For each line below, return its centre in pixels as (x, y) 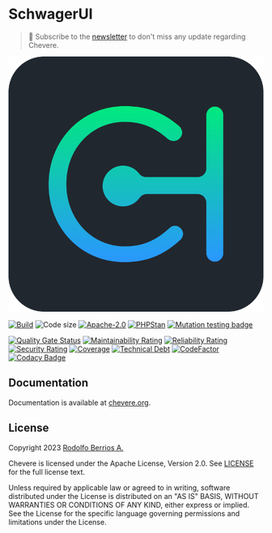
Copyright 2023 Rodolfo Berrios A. (66, 447)
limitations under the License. (57, 522)
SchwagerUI (51, 14)
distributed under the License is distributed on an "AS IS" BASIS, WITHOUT (134, 496)
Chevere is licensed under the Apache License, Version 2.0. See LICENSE (131, 463)
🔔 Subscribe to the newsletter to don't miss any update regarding (137, 36)
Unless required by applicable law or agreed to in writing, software (119, 488)
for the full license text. (47, 471)
